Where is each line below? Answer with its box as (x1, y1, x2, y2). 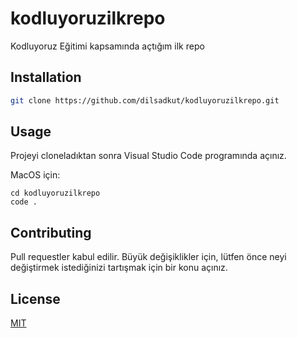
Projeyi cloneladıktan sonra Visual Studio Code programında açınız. (10, 150, 287, 162)
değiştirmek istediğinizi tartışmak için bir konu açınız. (10, 262, 228, 274)
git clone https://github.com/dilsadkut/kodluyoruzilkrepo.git (10, 95, 280, 106)
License (10, 290, 61, 307)
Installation (10, 69, 82, 86)
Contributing (10, 224, 92, 241)
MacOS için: (10, 169, 61, 181)
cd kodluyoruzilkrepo (10, 188, 101, 199)
